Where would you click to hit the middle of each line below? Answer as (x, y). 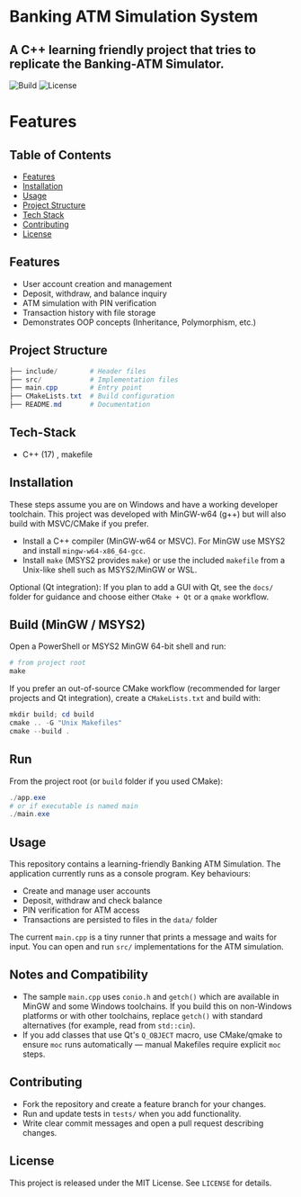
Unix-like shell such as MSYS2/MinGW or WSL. (110, 570)
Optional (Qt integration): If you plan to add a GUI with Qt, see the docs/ (142, 587)
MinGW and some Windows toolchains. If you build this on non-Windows (157, 1006)
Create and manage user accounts (86, 891)
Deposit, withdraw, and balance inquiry (95, 293)
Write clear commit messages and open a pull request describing (143, 1123)
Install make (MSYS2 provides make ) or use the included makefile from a (154, 560)
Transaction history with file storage (89, 312)
